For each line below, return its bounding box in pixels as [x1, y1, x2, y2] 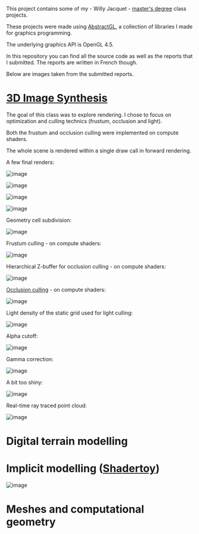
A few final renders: [6, 158, 55, 166]
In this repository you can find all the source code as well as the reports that [6, 53, 193, 59]
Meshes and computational [6, 502, 145, 516]
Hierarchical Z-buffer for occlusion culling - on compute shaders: [6, 263, 166, 270]
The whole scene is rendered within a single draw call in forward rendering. [6, 147, 192, 154]
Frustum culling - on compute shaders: [6, 239, 102, 247]
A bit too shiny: [6, 379, 43, 386]
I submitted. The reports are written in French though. [6, 59, 138, 66]
